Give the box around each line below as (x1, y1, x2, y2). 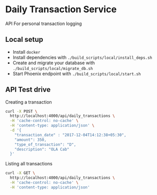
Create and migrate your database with (12, 60, 95, 66)
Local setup (5, 35, 43, 44)
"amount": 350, (14, 137, 47, 142)
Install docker (12, 48, 41, 55)
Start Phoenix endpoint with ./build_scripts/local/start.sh (12, 70, 141, 77)
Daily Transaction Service (5, 4, 117, 15)
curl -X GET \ (5, 170, 36, 176)
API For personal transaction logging (5, 20, 82, 27)
